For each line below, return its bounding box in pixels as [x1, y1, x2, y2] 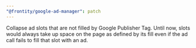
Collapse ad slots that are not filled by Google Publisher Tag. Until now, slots [6, 24, 191, 31]
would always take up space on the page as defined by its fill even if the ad [6, 30, 188, 38]
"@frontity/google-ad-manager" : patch [6, 8, 101, 14]
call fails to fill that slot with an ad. [6, 36, 88, 43]
